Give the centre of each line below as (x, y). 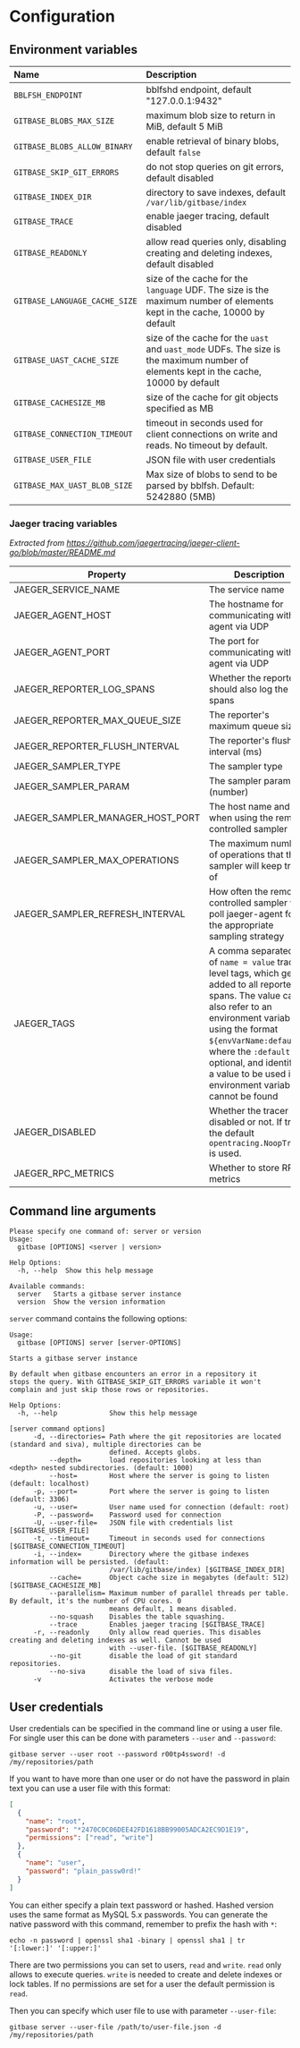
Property (107, 574)
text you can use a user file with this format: (90, 1788)
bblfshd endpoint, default (199, 89)
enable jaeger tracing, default (208, 216)
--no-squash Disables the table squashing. (137, 1617)
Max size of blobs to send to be (212, 474)
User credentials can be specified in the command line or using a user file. (146, 1728)
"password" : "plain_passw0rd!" (83, 1871)
